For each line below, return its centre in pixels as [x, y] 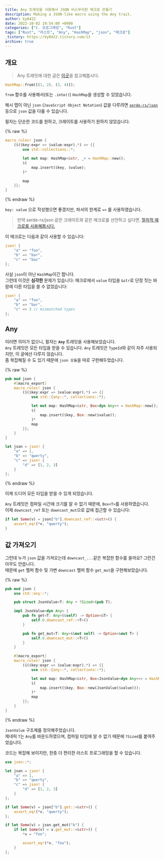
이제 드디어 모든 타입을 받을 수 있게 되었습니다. [49, 494]
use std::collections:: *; [49, 150]
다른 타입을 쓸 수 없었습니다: [41, 286]
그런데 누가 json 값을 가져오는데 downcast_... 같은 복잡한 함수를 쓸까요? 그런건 [80, 558]
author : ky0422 [20, 19]
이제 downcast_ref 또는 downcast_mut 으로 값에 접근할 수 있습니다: [68, 510]
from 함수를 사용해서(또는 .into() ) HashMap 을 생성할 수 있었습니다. [69, 95]
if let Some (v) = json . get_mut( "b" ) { [44, 825]
